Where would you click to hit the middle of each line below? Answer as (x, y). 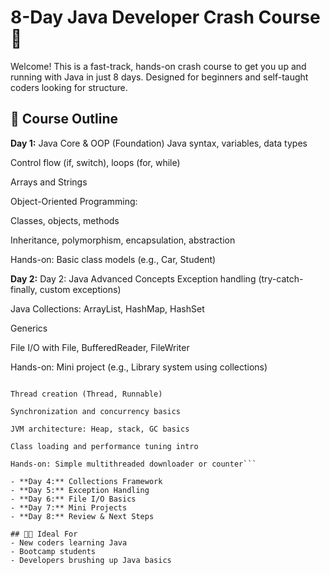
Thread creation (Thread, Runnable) (86, 394)
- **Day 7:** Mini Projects (69, 507)
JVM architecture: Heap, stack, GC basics (100, 429)
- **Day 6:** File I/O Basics (73, 499)
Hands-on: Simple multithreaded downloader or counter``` (133, 464)
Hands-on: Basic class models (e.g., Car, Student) (113, 259)
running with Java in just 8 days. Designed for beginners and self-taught (159, 77)
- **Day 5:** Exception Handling (80, 490)
